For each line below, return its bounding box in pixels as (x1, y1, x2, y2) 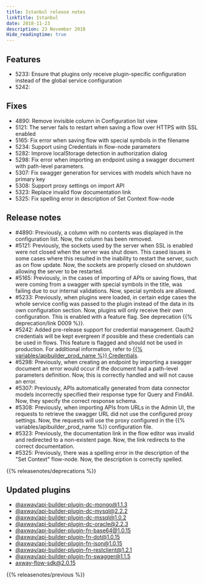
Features (6, 54, 41, 65)
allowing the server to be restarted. (15, 268, 104, 275)
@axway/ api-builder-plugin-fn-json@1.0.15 (15, 540, 123, 547)
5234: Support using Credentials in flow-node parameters (15, 143, 161, 150)
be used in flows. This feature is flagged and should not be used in (15, 339, 183, 346)
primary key (15, 175, 46, 183)
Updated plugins (6, 485, 71, 495)
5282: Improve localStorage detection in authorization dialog (15, 149, 167, 157)
